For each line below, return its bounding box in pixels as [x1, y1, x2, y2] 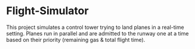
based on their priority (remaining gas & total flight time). [6, 36, 146, 43]
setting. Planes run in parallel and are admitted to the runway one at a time [6, 30, 189, 37]
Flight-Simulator [6, 4, 89, 18]
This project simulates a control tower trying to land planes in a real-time [6, 24, 184, 31]
